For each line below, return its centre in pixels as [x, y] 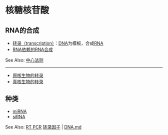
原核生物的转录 [28, 75]
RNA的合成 [22, 30]
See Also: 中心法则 [24, 60]
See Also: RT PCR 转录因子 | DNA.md [43, 127]
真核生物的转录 [28, 81]
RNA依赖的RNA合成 [33, 49]
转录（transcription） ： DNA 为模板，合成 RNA [58, 43]
